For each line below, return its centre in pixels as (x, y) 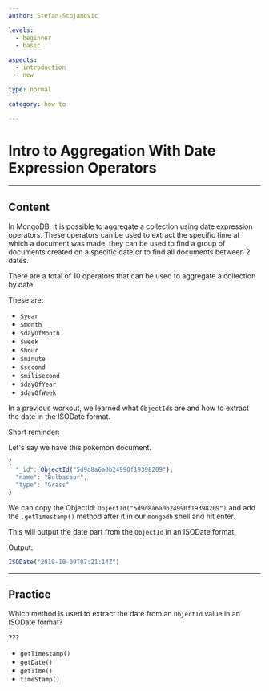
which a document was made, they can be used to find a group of (117, 244)
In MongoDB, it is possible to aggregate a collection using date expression (130, 226)
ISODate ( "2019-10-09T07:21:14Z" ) (64, 562)
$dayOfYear (38, 385)
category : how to (37, 104)
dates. (19, 261)
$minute (32, 359)
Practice (30, 594)
